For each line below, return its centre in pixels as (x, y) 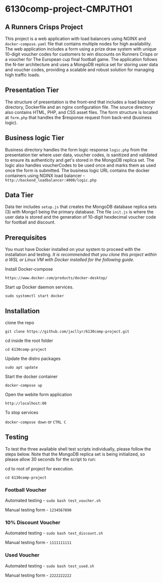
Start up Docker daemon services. (39, 287)
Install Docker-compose (29, 269)
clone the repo (20, 323)
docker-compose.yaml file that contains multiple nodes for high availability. (79, 44)
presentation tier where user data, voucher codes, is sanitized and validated (81, 155)
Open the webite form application (38, 395)
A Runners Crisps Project (44, 27)
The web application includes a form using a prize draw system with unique (81, 49)
